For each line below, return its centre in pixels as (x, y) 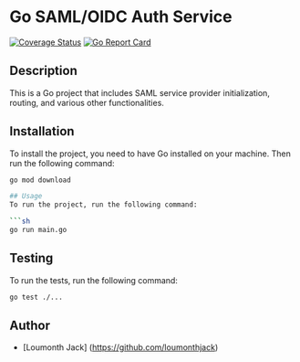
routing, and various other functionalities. (87, 102)
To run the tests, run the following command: (93, 280)
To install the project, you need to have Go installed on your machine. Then (150, 154)
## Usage (26, 197)
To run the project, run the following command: (103, 205)
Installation (42, 131)
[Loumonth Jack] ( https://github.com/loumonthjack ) (120, 347)
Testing (31, 258)
